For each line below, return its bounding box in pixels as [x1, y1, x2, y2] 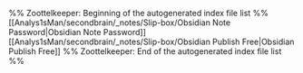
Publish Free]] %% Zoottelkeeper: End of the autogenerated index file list [8, 46, 282, 57]
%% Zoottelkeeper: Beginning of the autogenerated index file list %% [8, 8, 269, 18]
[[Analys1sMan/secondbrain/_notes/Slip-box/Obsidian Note [8, 17, 231, 28]
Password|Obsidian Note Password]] [8, 27, 147, 37]
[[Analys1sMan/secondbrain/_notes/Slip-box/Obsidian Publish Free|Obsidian [8, 36, 295, 47]
